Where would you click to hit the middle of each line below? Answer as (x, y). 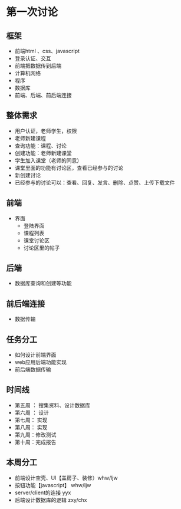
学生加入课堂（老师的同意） (48, 160)
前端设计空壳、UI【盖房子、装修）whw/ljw (66, 478)
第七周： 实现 (31, 420)
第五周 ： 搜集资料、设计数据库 (52, 405)
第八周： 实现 (31, 427)
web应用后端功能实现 (40, 362)
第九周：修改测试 (35, 435)
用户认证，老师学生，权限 (46, 131)
